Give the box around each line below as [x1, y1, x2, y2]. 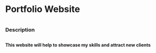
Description [5, 26, 35, 33]
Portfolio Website [5, 3, 80, 15]
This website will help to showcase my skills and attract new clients [5, 41, 151, 48]
